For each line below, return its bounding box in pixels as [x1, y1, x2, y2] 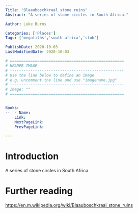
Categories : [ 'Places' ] [5, 31, 56, 36]
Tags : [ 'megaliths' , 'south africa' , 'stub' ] [5, 35, 99, 41]
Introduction [5, 151, 59, 162]
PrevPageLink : [14, 124, 44, 129]
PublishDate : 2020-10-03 [5, 44, 58, 50]
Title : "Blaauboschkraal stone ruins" [5, 7, 88, 13]
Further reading [5, 185, 73, 197]
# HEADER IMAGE [5, 63, 38, 68]
